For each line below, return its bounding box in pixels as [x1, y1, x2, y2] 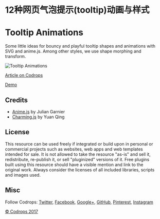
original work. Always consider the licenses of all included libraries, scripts [5, 166, 155, 173]
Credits [5, 96, 28, 104]
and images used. [5, 172, 41, 178]
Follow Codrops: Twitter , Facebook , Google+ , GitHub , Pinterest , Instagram [5, 199, 154, 205]
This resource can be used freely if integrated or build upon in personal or [5, 141, 153, 146]
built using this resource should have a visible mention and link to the [5, 162, 143, 167]
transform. [5, 54, 26, 59]
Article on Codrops [5, 73, 43, 78]
